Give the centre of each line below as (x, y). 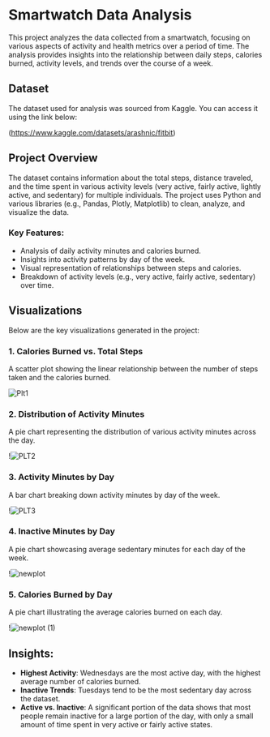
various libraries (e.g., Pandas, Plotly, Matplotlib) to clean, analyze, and (127, 204)
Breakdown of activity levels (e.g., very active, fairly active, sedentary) (138, 276)
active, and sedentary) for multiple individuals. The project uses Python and (135, 195)
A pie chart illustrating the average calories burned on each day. (116, 612)
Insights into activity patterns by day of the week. (103, 259)
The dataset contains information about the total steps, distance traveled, (131, 178)
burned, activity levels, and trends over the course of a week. (111, 63)
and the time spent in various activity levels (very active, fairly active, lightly (135, 186)
